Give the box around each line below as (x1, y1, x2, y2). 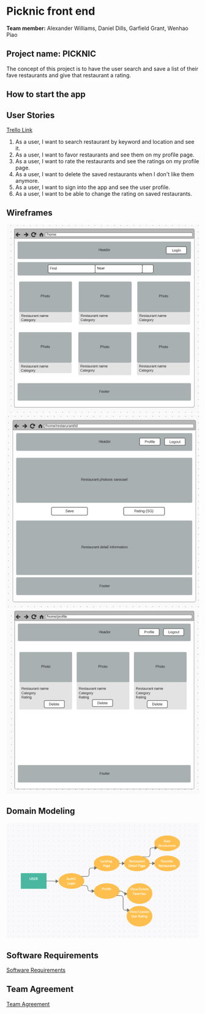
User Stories (6, 110, 55, 120)
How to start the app (6, 89, 86, 100)
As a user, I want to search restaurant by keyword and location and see (15, 138, 195, 145)
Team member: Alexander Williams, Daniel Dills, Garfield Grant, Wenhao (6, 24, 188, 32)
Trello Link (6, 126, 32, 133)
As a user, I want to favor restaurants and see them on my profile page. (15, 151, 195, 158)
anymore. (15, 177, 40, 184)
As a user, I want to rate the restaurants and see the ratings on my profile (15, 157, 199, 165)
